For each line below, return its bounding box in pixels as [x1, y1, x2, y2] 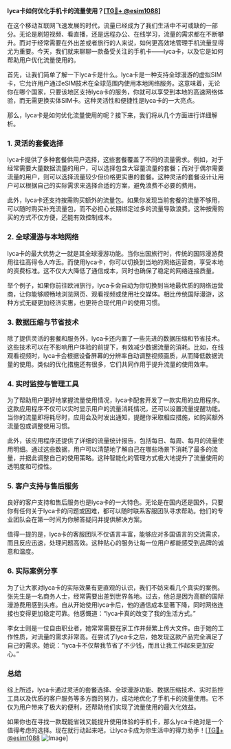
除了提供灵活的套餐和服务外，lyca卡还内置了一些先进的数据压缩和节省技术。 [7, 334, 224, 342]
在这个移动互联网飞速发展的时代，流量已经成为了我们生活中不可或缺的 [7, 21, 206, 30]
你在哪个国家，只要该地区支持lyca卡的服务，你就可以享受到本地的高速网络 [7, 88, 218, 96]
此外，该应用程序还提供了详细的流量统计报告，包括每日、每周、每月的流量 [7, 437, 218, 445]
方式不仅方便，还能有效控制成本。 [19, 213, 115, 221]
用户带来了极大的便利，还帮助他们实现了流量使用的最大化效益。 [19, 703, 200, 711]
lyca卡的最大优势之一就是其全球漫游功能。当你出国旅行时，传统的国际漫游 [7, 249, 218, 257]
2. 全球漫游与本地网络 [7, 232, 79, 242]
